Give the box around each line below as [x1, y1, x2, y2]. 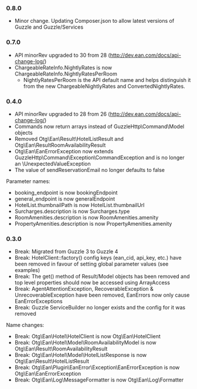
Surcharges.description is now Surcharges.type [14, 208, 130, 215]
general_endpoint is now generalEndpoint [14, 195, 116, 202]
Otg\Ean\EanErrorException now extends [14, 147, 114, 154]
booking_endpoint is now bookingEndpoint [14, 189, 118, 196]
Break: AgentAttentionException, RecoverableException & [14, 285, 154, 292]
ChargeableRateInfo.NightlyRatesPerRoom [14, 70, 117, 77]
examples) [14, 267, 40, 274]
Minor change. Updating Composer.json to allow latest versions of [14, 18, 175, 25]
